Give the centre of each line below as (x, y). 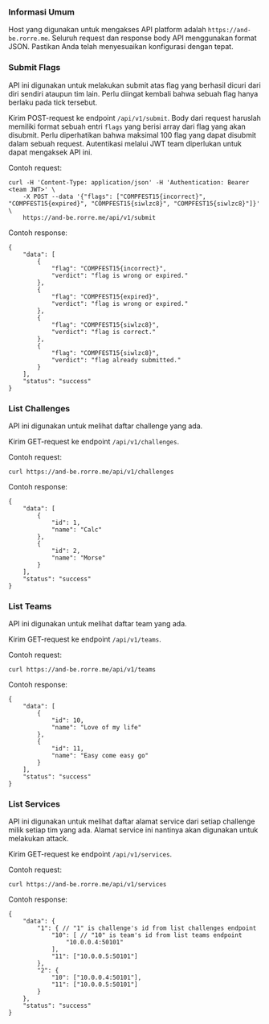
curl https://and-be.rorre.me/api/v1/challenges (91, 472)
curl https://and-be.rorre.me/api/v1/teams (82, 670)
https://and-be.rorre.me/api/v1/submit (90, 217)
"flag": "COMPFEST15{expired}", (105, 296)
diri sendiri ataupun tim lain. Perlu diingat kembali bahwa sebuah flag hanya (133, 93)
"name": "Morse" (78, 558)
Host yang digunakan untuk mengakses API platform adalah (107, 30)
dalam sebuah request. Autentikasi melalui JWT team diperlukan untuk (125, 143)
